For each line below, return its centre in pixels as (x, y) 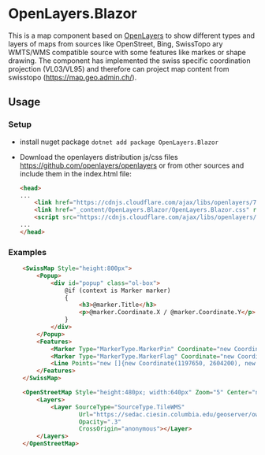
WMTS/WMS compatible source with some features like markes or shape (127, 52)
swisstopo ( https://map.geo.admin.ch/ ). (73, 77)
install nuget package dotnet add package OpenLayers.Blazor (119, 142)
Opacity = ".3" (100, 422)
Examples (28, 252)
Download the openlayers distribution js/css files (99, 157)
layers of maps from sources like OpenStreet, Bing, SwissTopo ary (116, 43)
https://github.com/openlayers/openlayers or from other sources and (132, 165)
